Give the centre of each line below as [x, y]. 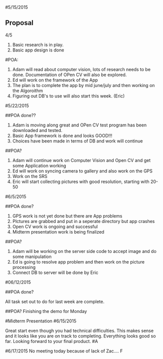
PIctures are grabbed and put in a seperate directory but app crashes [83, 221]
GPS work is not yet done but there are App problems [67, 216]
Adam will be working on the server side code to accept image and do [84, 251]
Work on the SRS [30, 176]
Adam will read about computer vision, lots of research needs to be [81, 69]
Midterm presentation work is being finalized [58, 231]
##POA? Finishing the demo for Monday [46, 311]
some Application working [39, 165]
